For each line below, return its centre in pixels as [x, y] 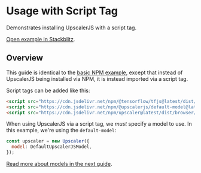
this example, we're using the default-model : [61, 130]
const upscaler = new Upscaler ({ [48, 141]
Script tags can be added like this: [48, 90]
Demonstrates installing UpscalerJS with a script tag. [71, 28]
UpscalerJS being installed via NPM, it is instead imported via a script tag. [97, 78]
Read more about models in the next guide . [59, 164]
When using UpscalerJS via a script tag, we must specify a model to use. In [99, 124]
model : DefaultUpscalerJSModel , [52, 147]
